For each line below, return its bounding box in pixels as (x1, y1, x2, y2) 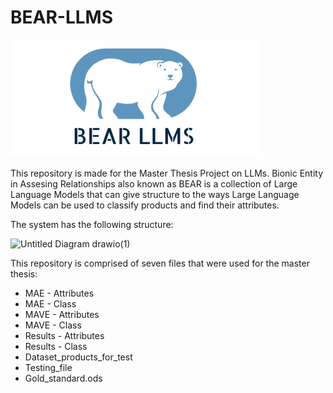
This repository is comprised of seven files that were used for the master (10, 257, 310, 269)
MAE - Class (24, 297, 77, 310)
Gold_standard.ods (24, 372, 103, 384)
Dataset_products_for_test (24, 351, 133, 363)
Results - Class (24, 340, 88, 352)
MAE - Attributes (24, 287, 95, 299)
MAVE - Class (24, 319, 82, 331)
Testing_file (24, 361, 73, 373)
